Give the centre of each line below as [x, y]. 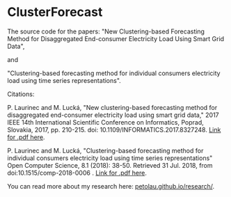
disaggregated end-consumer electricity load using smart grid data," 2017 [113, 115]
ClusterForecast [55, 12]
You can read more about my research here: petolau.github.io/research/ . [111, 186]
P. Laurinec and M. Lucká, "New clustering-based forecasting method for [112, 107]
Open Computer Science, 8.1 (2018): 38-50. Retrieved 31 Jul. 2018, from [110, 165]
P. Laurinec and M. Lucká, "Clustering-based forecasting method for [105, 150]
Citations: [21, 94]
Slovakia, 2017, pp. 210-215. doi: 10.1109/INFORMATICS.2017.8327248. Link [114, 129]
